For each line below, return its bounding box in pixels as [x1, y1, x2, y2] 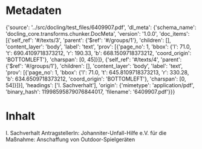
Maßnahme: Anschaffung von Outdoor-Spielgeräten [5, 136, 135, 143]
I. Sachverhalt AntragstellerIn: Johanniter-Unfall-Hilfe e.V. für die [5, 129, 167, 136]
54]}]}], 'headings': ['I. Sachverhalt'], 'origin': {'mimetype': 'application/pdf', [5, 81, 195, 88]
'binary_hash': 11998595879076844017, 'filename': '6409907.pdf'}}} [5, 88, 175, 95]
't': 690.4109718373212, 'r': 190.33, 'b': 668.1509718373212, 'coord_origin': [5, 49, 192, 56]
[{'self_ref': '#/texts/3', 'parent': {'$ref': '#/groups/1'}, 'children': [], [5, 36, 171, 44]
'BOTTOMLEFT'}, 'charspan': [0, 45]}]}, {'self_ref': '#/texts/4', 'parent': [5, 56, 182, 63]
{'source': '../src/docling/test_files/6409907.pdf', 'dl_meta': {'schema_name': [5, 24, 197, 31]
